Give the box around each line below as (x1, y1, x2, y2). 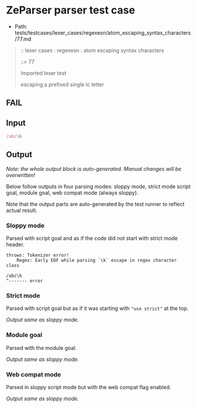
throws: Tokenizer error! (6, 252, 69, 258)
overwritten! (6, 171, 35, 178)
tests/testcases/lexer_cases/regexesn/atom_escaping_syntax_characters (14, 29, 191, 36)
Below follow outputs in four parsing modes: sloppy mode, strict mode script (6, 183, 191, 190)
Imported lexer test (20, 69, 66, 76)
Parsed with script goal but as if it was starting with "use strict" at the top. (6, 305, 189, 312)
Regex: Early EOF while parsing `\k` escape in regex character (16, 258, 177, 264)
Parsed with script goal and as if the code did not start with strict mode (6, 235, 178, 242)
